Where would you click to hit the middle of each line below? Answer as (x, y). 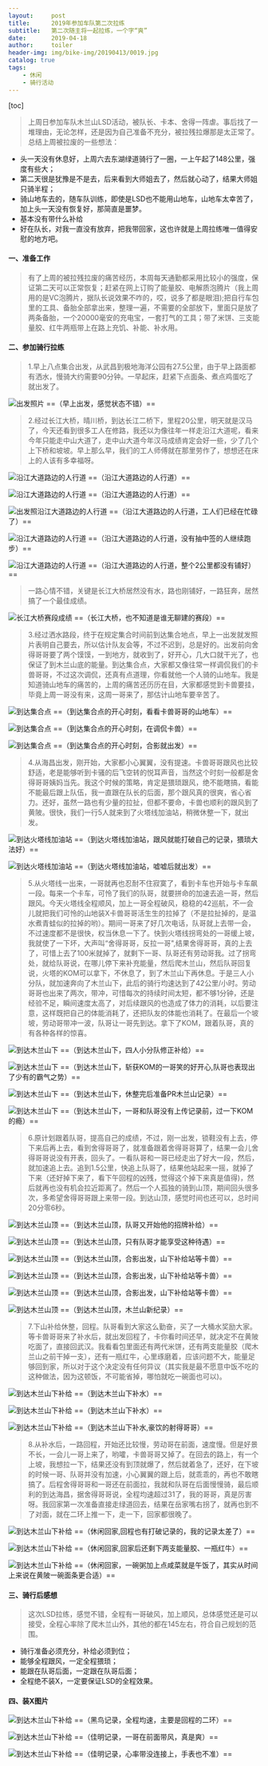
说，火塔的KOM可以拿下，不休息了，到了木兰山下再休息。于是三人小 (141, 973)
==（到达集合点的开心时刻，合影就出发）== (125, 745)
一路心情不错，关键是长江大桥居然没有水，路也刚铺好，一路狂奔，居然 (143, 590)
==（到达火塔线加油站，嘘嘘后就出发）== (142, 866)
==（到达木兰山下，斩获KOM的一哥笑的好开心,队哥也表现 (154, 1066)
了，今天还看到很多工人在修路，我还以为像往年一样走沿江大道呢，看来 (143, 430)
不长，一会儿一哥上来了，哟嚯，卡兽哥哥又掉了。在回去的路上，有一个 (143, 1454)
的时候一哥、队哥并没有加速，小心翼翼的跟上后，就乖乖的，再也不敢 (140, 1474)
